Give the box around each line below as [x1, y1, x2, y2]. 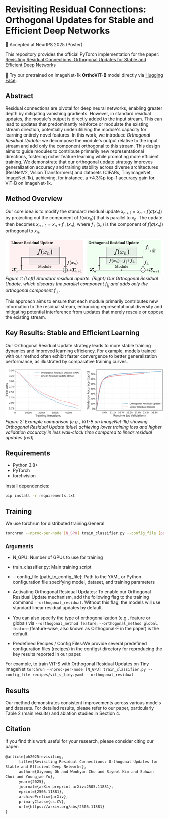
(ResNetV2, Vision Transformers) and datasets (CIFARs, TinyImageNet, [5, 169, 152, 175]
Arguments [5, 542, 34, 550]
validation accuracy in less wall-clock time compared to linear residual [5, 429, 152, 435]
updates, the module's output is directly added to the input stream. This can [5, 116, 162, 122]
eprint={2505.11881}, [18, 789, 64, 794]
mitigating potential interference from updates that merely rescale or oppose [5, 309, 164, 315]
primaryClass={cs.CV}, [18, 799, 66, 804]
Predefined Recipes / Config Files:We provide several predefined [12, 641, 147, 647]
